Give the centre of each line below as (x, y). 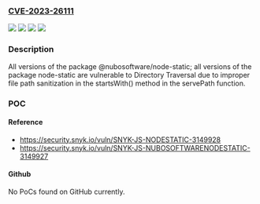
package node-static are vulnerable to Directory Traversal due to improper (129, 75)
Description (31, 49)
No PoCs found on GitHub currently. (67, 191)
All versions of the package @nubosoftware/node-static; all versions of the (130, 66)
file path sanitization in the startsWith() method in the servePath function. (127, 83)
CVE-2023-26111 (41, 11)
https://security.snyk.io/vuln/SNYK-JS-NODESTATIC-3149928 (120, 140)
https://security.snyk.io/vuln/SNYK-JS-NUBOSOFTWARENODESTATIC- (135, 148)
